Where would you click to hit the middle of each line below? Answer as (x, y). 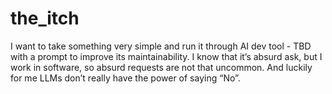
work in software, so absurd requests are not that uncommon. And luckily (161, 67)
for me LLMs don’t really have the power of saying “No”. (125, 78)
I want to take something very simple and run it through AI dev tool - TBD (161, 46)
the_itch (45, 18)
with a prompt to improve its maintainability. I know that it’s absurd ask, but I (166, 56)
